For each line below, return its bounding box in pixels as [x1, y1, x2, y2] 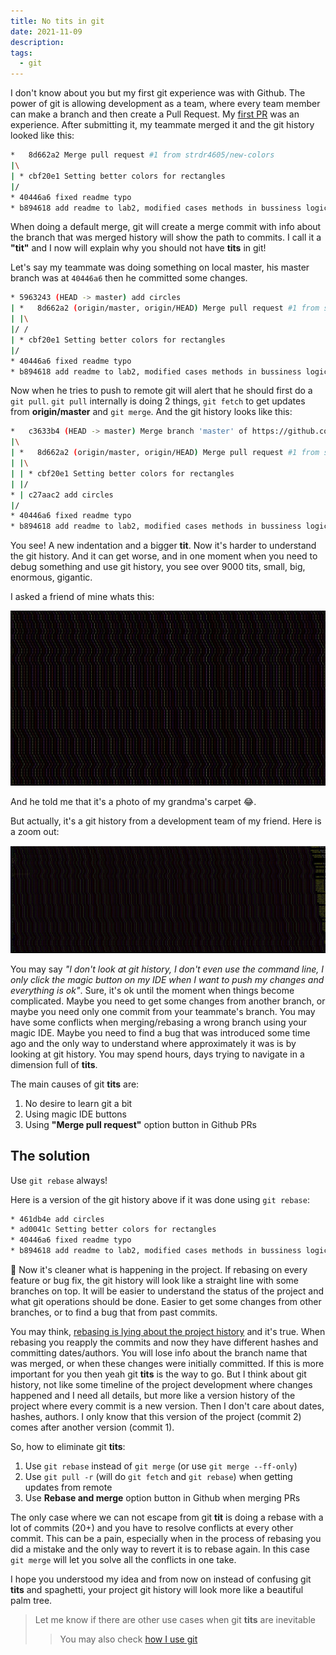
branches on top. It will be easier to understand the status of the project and [10, 1285, 325, 1297]
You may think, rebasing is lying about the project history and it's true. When [10, 1326, 326, 1338]
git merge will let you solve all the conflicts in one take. [10, 1554, 237, 1566]
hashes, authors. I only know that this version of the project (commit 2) [10, 1411, 302, 1423]
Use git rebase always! [10, 1174, 108, 1186]
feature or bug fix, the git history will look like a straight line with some [10, 1275, 300, 1287]
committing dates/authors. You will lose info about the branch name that [10, 1347, 308, 1359]
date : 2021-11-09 [10, 26, 83, 37]
